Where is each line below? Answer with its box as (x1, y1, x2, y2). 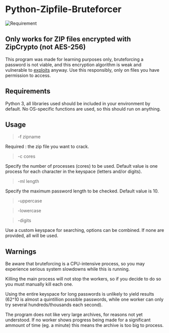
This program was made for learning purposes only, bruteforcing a (5, 56, 144, 62)
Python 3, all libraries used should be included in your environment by (5, 100, 150, 107)
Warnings (5, 247, 37, 256)
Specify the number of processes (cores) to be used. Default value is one (5, 163, 158, 169)
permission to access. (5, 72, 51, 78)
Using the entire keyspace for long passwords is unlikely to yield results (5, 291, 154, 297)
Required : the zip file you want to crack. (5, 144, 89, 150)
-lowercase (17, 208, 41, 214)
